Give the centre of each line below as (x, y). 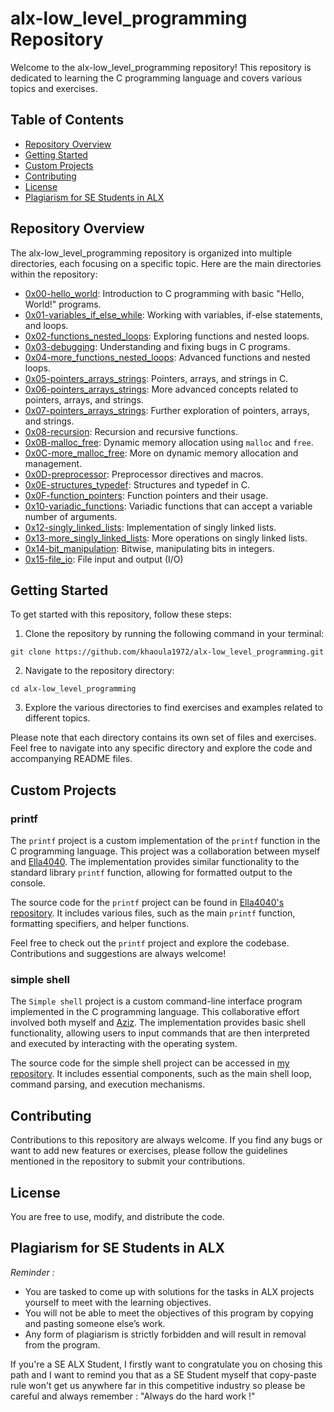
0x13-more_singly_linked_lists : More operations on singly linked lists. (166, 538)
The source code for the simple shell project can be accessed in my (150, 1063)
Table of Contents (67, 120)
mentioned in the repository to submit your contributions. (128, 1161)
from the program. (62, 1344)
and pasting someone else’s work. (95, 1323)
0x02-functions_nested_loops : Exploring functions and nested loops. (167, 336)
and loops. (46, 325)
